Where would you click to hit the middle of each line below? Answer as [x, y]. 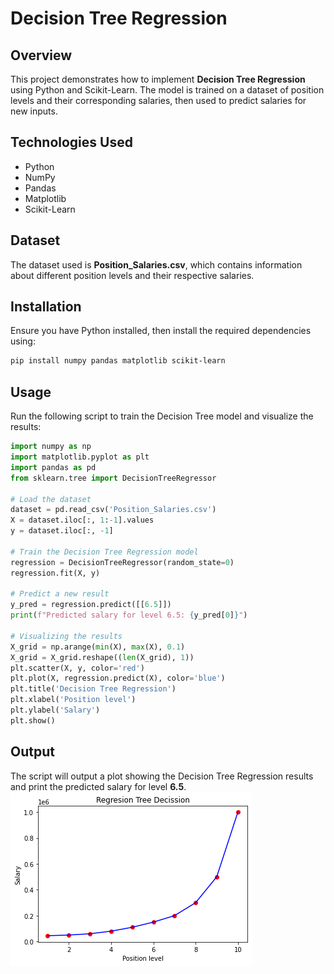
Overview [41, 55]
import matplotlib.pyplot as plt [80, 457]
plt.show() [33, 720]
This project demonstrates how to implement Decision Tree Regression [158, 79]
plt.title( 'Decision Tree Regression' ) [93, 689]
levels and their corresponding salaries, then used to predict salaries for [158, 100]
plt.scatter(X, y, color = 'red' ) [77, 668]
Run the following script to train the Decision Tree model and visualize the [162, 416]
